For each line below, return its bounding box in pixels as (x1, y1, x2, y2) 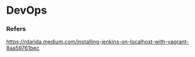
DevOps (6, 4, 47, 17)
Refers (6, 25, 26, 33)
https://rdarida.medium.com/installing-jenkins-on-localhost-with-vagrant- (6, 38, 189, 45)
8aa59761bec (6, 45, 40, 52)
